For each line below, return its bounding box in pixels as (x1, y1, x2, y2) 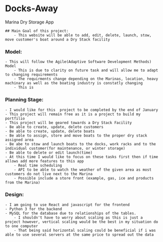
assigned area (5, 137, 34, 142)
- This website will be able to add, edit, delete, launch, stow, (14, 33, 152, 38)
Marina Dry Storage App (5, 19, 54, 25)
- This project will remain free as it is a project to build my (5, 112, 141, 117)
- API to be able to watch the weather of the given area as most (14, 167, 152, 172)
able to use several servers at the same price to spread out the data (5, 232, 154, 237)
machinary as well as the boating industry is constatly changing (5, 81, 143, 86)
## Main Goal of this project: (5, 28, 69, 33)
